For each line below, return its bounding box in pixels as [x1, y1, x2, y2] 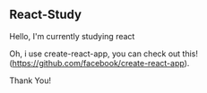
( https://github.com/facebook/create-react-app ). [9, 57, 190, 68]
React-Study [9, 7, 82, 22]
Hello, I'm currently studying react [9, 30, 135, 41]
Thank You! [9, 75, 52, 86]
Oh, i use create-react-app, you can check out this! [9, 48, 199, 59]
